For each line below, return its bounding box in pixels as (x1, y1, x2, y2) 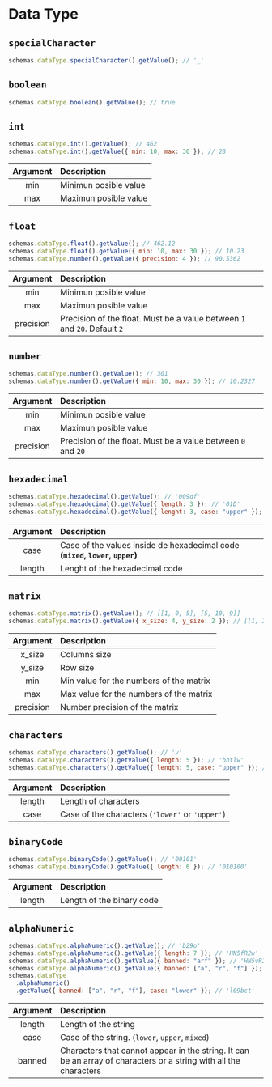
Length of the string (60, 1019, 135, 1030)
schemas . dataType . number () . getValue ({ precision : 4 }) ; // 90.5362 (8, 254, 241, 263)
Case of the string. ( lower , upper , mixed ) (60, 1032, 210, 1043)
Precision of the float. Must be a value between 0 (60, 435, 246, 447)
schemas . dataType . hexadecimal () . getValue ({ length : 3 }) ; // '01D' (8, 499, 241, 508)
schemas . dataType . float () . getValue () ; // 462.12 (8, 240, 176, 248)
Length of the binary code (60, 895, 159, 907)
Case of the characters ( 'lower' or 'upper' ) (60, 809, 227, 820)
